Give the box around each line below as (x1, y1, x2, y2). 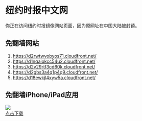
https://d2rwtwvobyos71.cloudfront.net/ (12, 53, 97, 59)
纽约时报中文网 (5, 5, 68, 16)
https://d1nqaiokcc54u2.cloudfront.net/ (12, 58, 96, 64)
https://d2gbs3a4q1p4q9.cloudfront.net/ (12, 69, 98, 75)
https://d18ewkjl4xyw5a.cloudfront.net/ (12, 75, 96, 81)
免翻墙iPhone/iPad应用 (5, 90, 79, 100)
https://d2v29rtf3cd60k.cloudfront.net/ (12, 63, 96, 69)
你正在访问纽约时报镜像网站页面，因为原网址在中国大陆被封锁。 (5, 22, 139, 29)
